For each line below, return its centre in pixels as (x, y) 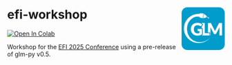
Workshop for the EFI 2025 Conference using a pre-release (91, 47)
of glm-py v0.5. (29, 54)
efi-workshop (47, 15)
